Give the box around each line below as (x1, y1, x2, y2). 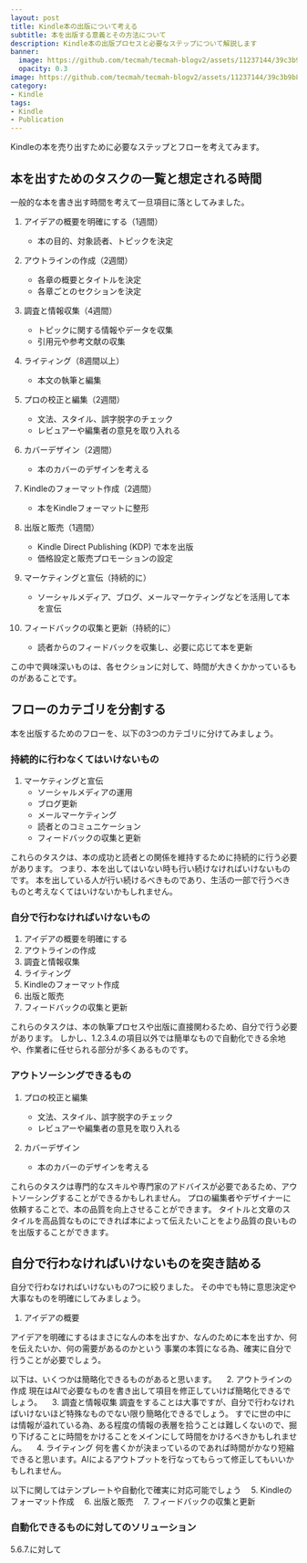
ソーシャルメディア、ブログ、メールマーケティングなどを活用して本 (36, 591, 291, 603)
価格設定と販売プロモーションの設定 (36, 552, 174, 563)
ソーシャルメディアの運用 (36, 787, 133, 798)
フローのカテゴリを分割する (10, 702, 167, 718)
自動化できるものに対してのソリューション (10, 1521, 197, 1534)
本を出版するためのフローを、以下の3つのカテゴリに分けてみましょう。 (10, 728, 279, 739)
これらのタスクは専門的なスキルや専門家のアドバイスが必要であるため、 (10, 1180, 281, 1191)
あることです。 (26, 672, 82, 683)
